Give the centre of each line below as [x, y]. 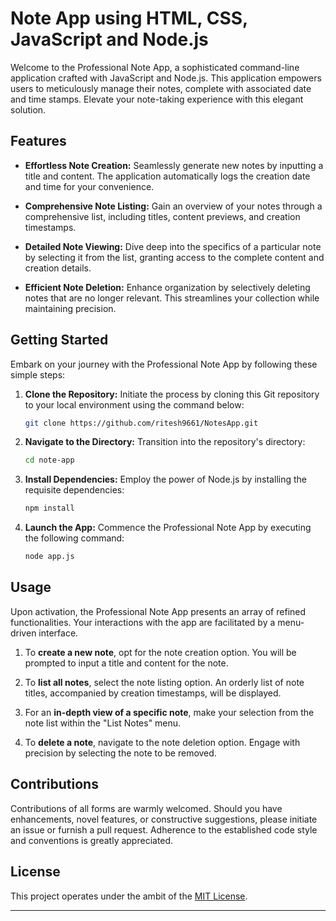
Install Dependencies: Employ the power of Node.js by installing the [165, 479]
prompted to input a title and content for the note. [126, 663]
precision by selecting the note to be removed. [120, 753]
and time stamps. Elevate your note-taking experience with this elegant [157, 99]
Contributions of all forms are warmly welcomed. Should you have [146, 808]
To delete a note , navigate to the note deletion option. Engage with [162, 742]
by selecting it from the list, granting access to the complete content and [174, 257]
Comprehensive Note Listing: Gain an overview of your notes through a [173, 206]
